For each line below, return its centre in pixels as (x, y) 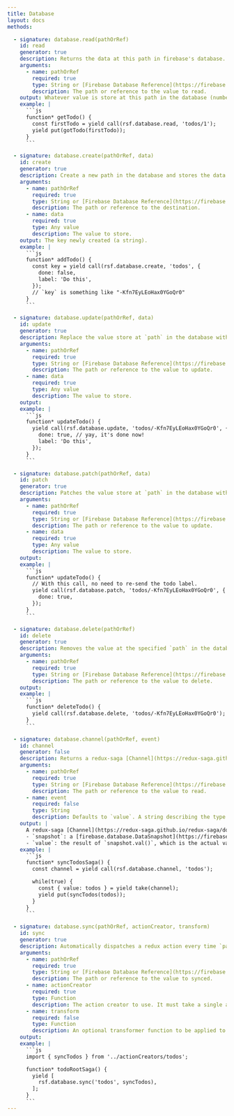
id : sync (32, 934)
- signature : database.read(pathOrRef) (71, 39)
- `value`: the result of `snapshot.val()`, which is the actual (122, 843)
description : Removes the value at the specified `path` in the (115, 648)
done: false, (57, 273)
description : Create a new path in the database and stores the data (123, 175)
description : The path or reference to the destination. (116, 208)
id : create (36, 162)
